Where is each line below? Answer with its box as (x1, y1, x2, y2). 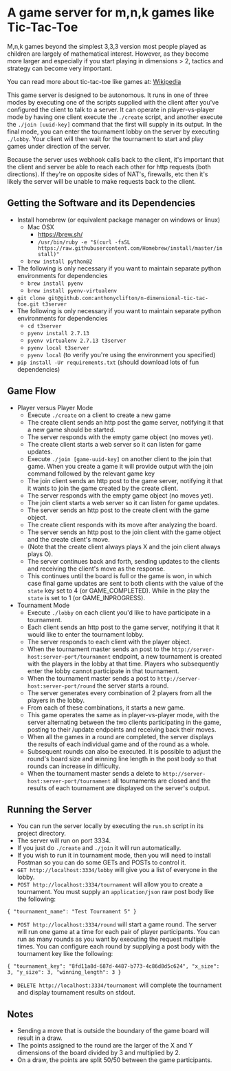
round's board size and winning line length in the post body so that (27, 754, 217, 763)
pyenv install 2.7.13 (27, 330, 89, 337)
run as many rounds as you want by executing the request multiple (16, 935, 206, 944)
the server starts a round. (97, 681, 169, 690)
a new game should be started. (27, 425, 115, 434)
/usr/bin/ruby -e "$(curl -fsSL (37, 239, 131, 246)
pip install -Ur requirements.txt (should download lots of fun (16, 358, 199, 366)
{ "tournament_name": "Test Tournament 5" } (7, 909, 137, 915)
